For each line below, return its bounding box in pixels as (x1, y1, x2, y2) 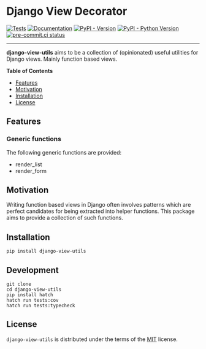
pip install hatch (6, 292, 53, 298)
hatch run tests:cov (6, 297, 59, 304)
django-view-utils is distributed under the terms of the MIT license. (6, 336, 178, 343)
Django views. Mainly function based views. (6, 55, 118, 63)
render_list (15, 161, 42, 168)
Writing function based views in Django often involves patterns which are (6, 201, 191, 209)
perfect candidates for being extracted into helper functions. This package (6, 207, 195, 215)
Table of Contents (6, 67, 53, 74)
